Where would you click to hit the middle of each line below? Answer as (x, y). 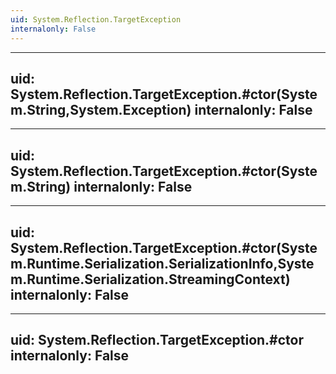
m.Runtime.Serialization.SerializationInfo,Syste (162, 263)
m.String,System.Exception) (101, 109)
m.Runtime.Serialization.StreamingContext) (150, 279)
